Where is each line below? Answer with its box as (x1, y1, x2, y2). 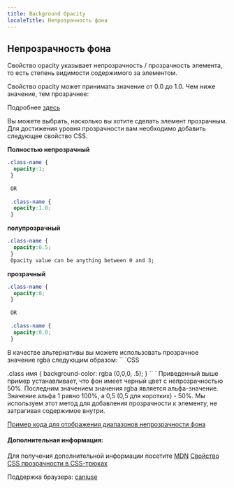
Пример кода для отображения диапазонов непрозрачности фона (7, 420, 206, 428)
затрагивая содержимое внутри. (7, 406, 105, 414)
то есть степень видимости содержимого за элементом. (7, 69, 178, 77)
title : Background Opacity (7, 10, 86, 18)
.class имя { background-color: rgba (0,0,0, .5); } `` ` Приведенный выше (7, 369, 219, 377)
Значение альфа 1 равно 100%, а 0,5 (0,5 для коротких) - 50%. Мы (7, 391, 206, 400)
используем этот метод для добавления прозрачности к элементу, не (7, 399, 218, 407)
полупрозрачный (7, 224, 61, 232)
